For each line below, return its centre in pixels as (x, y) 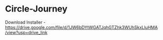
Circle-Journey (36, 9)
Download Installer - (25, 22)
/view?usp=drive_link (26, 32)
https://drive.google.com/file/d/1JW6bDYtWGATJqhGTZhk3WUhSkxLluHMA (81, 27)
